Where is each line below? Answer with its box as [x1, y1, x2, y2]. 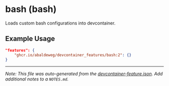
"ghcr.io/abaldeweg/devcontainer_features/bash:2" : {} [14, 52, 132, 57]
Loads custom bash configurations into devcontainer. [5, 20, 116, 26]
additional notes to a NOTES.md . [5, 76, 69, 82]
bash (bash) [5, 3, 57, 15]
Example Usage [5, 34, 55, 43]
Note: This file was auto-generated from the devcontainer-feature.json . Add [5, 71, 163, 77]
